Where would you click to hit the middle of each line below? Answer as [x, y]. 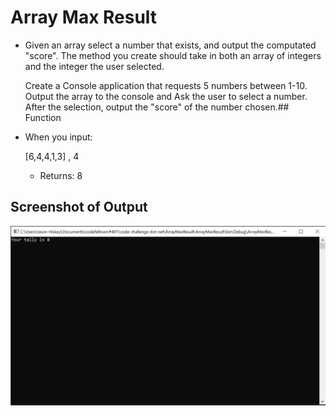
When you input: [58, 137]
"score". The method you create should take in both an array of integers [173, 55]
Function [43, 117]
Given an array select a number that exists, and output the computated [170, 45]
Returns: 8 [61, 175]
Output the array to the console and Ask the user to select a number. [166, 96]
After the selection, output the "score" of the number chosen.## [157, 107]
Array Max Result [84, 17]
